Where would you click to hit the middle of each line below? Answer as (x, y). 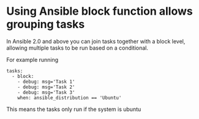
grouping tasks (46, 24)
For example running (32, 60)
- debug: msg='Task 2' (46, 87)
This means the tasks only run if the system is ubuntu (74, 109)
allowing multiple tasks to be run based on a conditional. (77, 48)
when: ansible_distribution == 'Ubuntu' (69, 98)
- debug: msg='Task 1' (46, 82)
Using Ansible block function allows (99, 11)
